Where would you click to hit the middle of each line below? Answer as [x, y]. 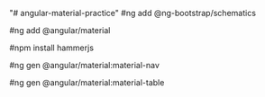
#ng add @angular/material [60, 30]
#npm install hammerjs [52, 48]
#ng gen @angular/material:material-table [87, 83]
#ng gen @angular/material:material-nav [85, 65]
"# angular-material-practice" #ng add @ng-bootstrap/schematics [133, 13]
